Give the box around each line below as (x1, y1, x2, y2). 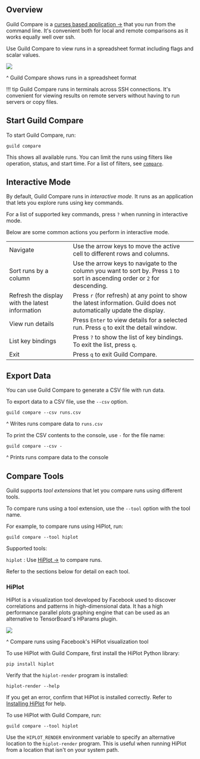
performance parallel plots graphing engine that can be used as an (6, 609, 170, 616)
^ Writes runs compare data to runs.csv (6, 420, 103, 428)
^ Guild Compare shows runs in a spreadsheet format (6, 74, 137, 81)
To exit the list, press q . (73, 340, 137, 349)
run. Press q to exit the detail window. (73, 324, 177, 332)
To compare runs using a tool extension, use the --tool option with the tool (6, 505, 190, 512)
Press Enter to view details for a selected (73, 316, 187, 324)
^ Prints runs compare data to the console (6, 454, 109, 461)
